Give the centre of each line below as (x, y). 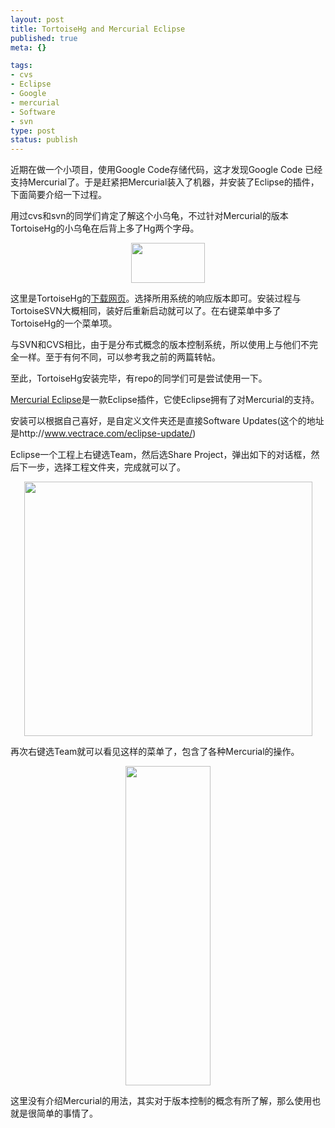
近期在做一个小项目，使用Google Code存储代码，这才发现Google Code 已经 (166, 170)
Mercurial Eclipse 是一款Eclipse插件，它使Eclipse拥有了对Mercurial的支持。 (165, 400)
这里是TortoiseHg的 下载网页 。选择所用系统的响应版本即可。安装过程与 (156, 298)
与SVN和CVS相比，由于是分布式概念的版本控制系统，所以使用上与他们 (156, 345)
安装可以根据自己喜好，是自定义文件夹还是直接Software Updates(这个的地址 (167, 421)
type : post (33, 131)
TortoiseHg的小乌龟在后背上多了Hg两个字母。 (105, 228)
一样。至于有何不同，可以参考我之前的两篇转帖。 (119, 357)
